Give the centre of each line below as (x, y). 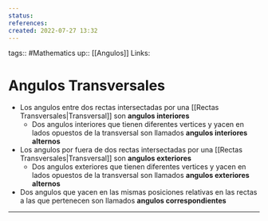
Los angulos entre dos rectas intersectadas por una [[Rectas (119, 108)
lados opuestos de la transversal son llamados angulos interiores (140, 133)
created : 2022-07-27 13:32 (53, 30)
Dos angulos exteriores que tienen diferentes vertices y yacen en (139, 167)
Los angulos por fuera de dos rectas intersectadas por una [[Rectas (131, 150)
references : (28, 23)
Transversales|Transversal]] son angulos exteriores (105, 158)
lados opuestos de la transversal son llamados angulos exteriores (140, 176)
